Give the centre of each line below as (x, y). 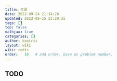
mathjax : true (19, 32)
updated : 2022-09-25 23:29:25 (35, 18)
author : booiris (21, 41)
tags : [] (14, 23)
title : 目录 (16, 9)
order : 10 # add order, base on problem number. (59, 54)
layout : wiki (18, 45)
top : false (16, 27)
